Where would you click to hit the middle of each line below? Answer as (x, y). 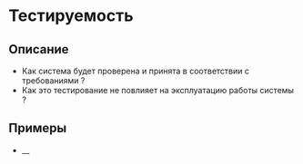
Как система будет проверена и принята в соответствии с (135, 71)
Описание (39, 49)
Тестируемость (71, 16)
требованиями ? (53, 81)
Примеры (38, 128)
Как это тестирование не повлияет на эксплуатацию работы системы (158, 90)
